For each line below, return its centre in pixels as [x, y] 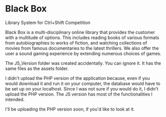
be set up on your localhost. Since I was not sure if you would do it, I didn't [82, 88]
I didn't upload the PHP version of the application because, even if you [78, 78]
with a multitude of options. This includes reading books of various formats [82, 37]
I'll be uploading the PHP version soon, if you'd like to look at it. [70, 109]
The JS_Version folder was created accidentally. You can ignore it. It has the [83, 63]
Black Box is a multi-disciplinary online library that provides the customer [80, 32]
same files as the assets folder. [37, 68]
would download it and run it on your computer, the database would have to [83, 83]
